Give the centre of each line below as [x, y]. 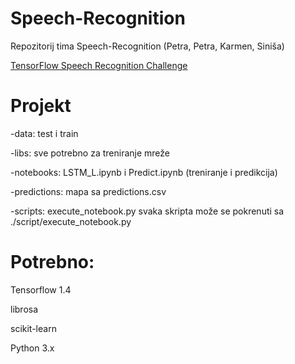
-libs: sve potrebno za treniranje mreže [90, 153]
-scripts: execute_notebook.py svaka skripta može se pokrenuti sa [147, 211]
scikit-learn [33, 328]
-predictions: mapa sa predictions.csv [88, 191]
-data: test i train [44, 133]
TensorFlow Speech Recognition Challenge [99, 65]
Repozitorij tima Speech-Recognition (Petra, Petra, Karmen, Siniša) [147, 46]
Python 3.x [32, 348]
